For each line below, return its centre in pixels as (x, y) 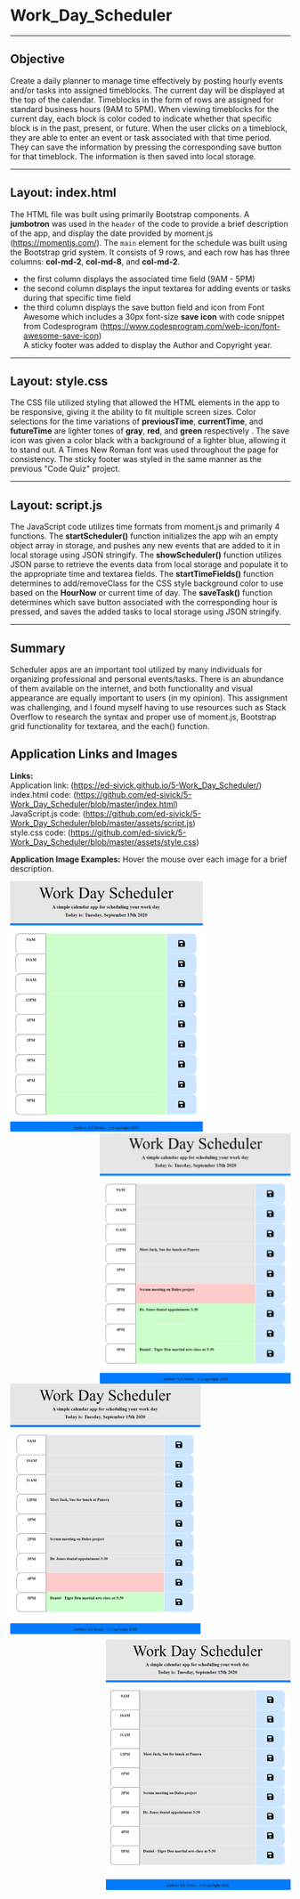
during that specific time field (77, 297)
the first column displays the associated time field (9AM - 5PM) (139, 279)
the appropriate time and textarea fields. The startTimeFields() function (142, 574)
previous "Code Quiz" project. (65, 469)
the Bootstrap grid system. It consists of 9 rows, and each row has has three (150, 252)
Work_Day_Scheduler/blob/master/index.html (93, 804)
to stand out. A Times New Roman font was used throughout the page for (145, 450)
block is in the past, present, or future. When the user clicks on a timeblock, (149, 128)
